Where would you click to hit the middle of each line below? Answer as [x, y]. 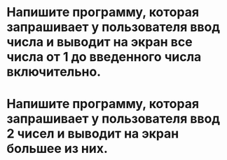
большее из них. [57, 149]
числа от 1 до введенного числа [104, 57]
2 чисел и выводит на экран [93, 134]
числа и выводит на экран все [100, 42]
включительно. [54, 72]
